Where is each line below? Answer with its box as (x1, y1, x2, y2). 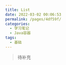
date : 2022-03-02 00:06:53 (5, 12, 61, 17)
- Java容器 (9, 30, 31, 35)
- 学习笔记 (9, 26, 29, 31)
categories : (5, 21, 30, 26)
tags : (5, 35, 16, 40)
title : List (5, 7, 30, 12)
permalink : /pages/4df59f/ (5, 16, 61, 21)
